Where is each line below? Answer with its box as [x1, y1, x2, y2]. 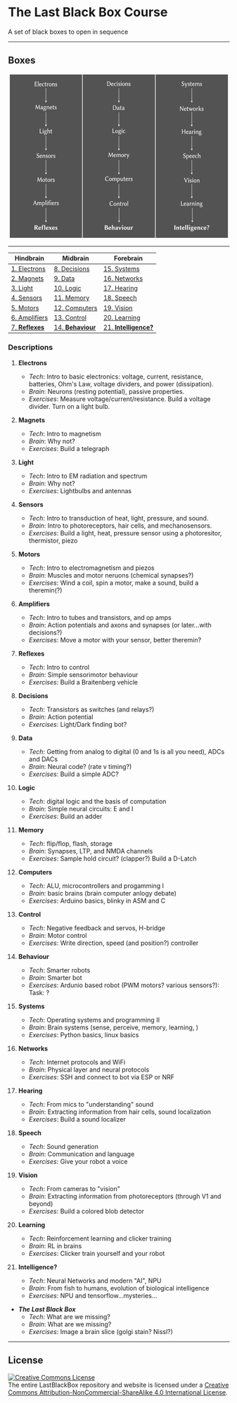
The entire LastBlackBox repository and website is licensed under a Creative [8, 1380, 229, 1389]
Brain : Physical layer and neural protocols [28, 1065, 150, 1074]
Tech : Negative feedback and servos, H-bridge [28, 923, 166, 932]
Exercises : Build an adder [28, 812, 103, 820]
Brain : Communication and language [28, 1150, 135, 1158]
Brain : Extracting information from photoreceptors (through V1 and [28, 1192, 222, 1200]
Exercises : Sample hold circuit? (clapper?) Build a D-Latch [28, 854, 197, 863]
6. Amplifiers [11, 313, 49, 322]
